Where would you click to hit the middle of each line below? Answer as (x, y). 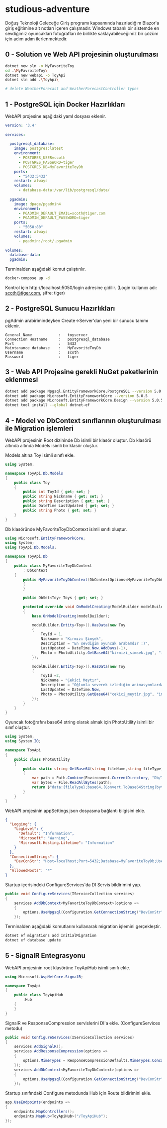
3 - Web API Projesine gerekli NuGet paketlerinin (82, 372)
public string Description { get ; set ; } (67, 501)
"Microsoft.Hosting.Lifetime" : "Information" (66, 843)
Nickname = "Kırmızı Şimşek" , (72, 639)
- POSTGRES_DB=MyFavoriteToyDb (51, 167)
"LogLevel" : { (29, 829)
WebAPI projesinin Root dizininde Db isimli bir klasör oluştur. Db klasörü (78, 440)
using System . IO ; (23, 741)
